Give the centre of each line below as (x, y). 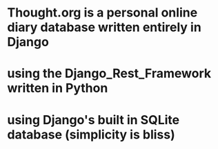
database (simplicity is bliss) (91, 134)
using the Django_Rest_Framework (109, 73)
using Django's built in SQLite (93, 120)
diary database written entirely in (104, 27)
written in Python (58, 88)
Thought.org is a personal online (102, 13)
